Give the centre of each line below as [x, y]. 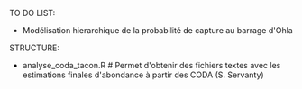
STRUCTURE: [35, 48]
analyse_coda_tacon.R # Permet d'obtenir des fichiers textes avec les [151, 65]
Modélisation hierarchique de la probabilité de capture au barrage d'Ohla [157, 30]
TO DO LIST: [32, 13]
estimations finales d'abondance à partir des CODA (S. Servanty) [143, 75]
